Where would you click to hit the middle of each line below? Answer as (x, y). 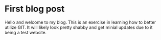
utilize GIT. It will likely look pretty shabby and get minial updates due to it (79, 27)
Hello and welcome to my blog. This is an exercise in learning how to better (80, 22)
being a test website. (26, 32)
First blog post (34, 9)
